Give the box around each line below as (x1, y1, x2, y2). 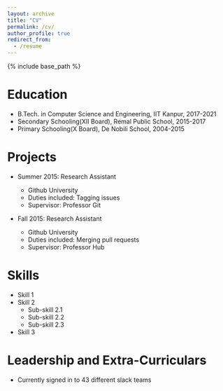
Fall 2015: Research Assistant (17, 214, 102, 223)
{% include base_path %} (7, 62, 81, 70)
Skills (7, 268, 40, 284)
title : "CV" (7, 17, 42, 24)
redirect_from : (7, 36, 52, 43)
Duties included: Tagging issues (27, 193, 120, 202)
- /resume (13, 43, 42, 50)
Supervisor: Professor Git (27, 200, 101, 209)
